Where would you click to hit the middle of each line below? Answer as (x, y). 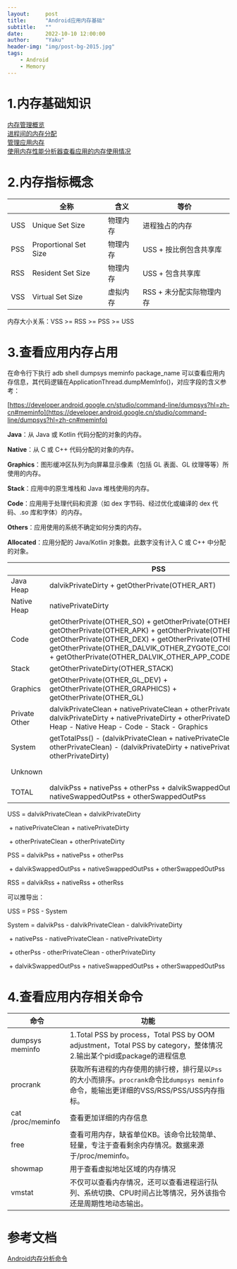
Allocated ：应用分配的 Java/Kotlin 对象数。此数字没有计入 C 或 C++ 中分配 (117, 542)
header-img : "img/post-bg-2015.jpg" (61, 47)
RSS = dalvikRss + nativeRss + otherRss (66, 883)
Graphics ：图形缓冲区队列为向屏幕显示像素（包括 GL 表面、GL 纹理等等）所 (118, 464)
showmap (27, 1169)
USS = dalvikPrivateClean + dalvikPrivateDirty (74, 814)
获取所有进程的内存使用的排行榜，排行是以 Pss (146, 1070)
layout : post (33, 14)
